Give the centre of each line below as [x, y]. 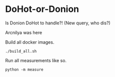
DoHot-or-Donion [42, 9]
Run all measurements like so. [36, 60]
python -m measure [24, 70]
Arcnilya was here [24, 32]
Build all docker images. [30, 42]
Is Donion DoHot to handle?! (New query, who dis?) [58, 23]
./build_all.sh [21, 51]
